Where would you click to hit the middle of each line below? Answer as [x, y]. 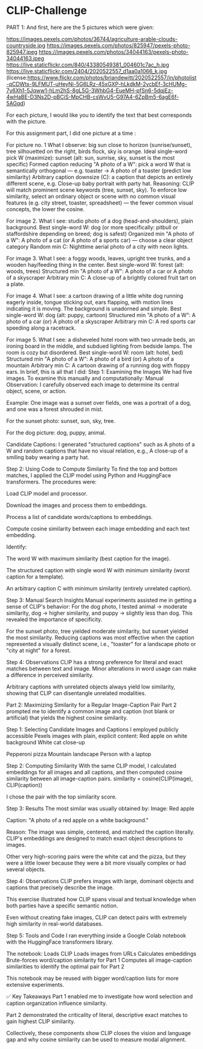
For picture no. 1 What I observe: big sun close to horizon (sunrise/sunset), [99, 145]
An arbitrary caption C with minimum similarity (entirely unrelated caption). [99, 588]
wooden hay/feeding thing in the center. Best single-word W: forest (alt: [95, 264]
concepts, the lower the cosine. [45, 209]
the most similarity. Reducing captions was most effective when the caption [100, 637]
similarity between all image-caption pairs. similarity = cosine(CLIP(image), [100, 779]
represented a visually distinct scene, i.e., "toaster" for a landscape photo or [101, 644]
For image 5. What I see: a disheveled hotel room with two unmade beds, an [101, 339]
